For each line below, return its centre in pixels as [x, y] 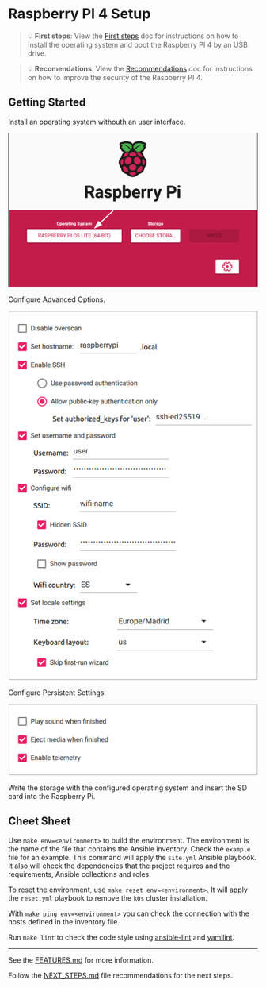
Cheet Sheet [40, 822]
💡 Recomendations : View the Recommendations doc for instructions [140, 68]
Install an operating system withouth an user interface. [97, 122]
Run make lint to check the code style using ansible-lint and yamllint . [122, 937]
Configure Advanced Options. [57, 299]
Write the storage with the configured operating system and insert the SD [128, 788]
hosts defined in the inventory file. [64, 921]
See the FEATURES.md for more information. [81, 960]
